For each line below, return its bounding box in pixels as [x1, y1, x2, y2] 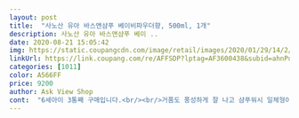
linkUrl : [9, 54, 42, 63]
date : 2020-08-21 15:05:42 [9, 37, 109, 47]
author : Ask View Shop [9, 87, 93, 96]
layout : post [9, 12, 58, 22]
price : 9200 [9, 79, 53, 88]
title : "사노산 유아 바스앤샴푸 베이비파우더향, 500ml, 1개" [9, 21, 211, 30]
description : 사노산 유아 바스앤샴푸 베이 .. [9, 29, 158, 38]
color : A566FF [9, 71, 62, 80]
